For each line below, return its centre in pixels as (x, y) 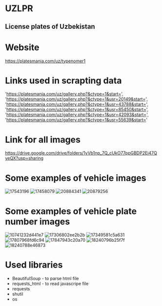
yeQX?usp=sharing (24, 158)
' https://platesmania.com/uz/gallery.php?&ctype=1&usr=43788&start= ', (77, 104)
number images (38, 221)
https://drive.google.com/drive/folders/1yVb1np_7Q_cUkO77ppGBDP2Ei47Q (81, 153)
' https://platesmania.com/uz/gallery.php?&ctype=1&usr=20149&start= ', (76, 99)
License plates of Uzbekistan (50, 27)
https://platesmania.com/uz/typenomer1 (45, 61)
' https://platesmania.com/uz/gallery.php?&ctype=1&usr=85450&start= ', (77, 110)
